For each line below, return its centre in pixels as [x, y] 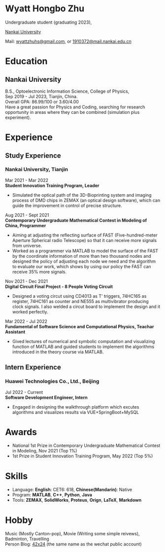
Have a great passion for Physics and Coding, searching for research [75, 107]
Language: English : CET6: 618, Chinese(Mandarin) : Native [72, 490]
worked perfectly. [30, 311]
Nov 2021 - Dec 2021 [27, 281]
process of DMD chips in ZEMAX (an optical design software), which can [86, 200]
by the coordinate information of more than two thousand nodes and [82, 256]
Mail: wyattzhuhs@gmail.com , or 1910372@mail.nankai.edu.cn [68, 41]
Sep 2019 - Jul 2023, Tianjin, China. [41, 96]
